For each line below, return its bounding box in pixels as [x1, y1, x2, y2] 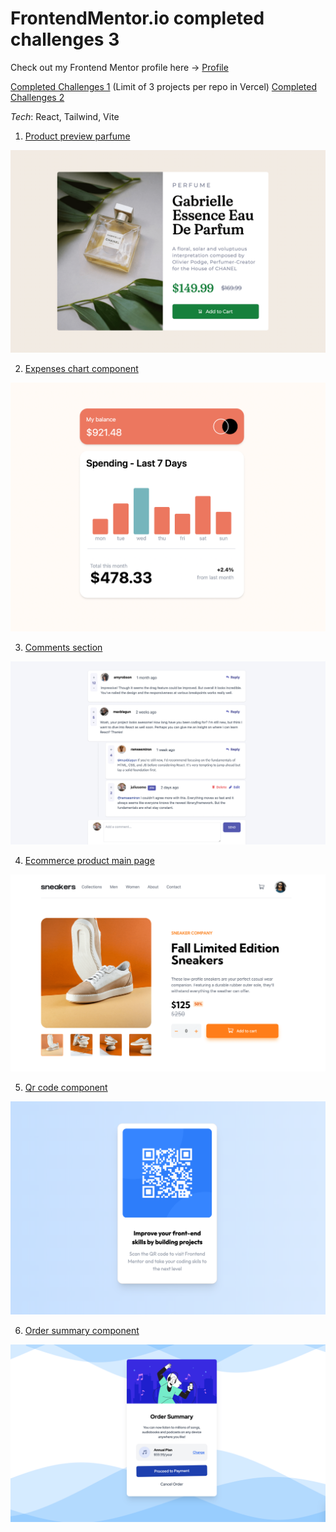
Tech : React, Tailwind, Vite [10, 110, 120, 122]
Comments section [24, 641, 103, 653]
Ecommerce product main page [24, 854, 155, 866]
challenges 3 [10, 28, 120, 51]
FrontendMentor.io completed [10, 7, 265, 30]
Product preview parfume [24, 130, 131, 142]
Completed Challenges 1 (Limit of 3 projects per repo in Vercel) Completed [10, 80, 318, 92]
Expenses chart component [24, 362, 139, 374]
